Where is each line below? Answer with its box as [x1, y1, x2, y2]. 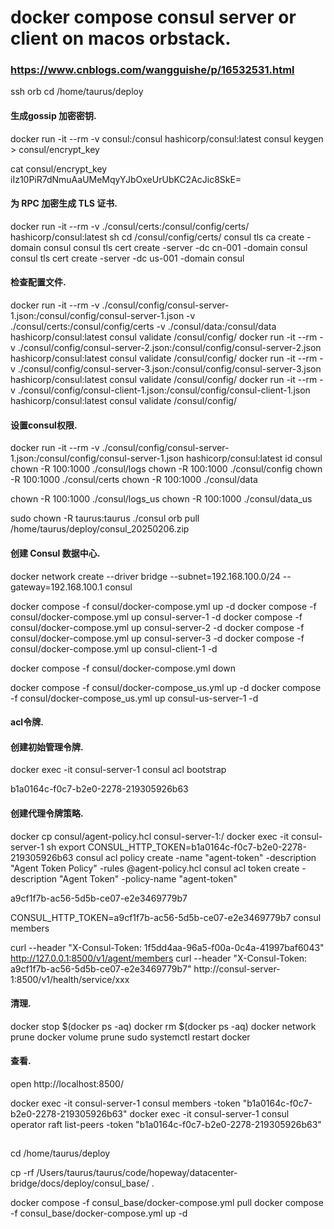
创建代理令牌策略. [10, 807, 84, 819]
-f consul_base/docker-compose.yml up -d [10, 1207, 188, 1220]
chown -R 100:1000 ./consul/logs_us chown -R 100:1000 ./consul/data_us [10, 493, 313, 505]
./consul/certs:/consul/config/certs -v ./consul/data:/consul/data [10, 321, 277, 333]
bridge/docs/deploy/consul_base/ [10, 1177, 150, 1190]
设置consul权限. [10, 419, 78, 431]
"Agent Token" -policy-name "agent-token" [59, 872, 238, 885]
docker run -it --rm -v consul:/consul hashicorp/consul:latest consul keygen [10, 132, 324, 145]
